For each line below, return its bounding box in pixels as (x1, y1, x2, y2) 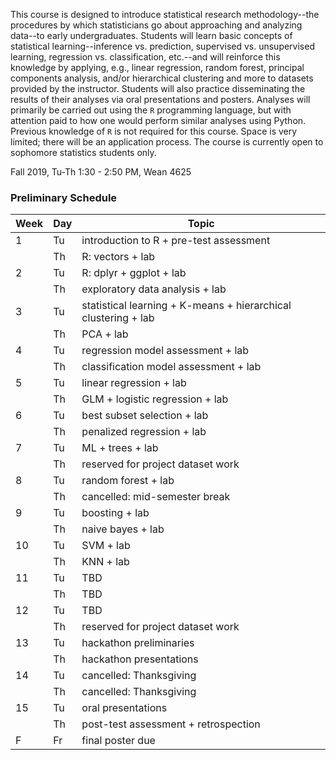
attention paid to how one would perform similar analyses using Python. (10, 115, 307, 126)
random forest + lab (81, 474, 175, 488)
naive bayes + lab (81, 522, 165, 536)
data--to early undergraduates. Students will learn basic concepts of (10, 30, 293, 41)
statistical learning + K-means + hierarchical (81, 299, 292, 313)
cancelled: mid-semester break (81, 490, 231, 504)
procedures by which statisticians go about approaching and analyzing (10, 19, 303, 31)
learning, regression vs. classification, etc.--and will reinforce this (10, 51, 281, 63)
